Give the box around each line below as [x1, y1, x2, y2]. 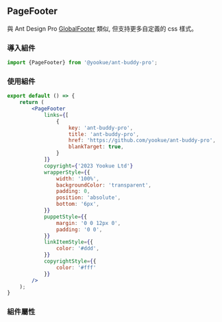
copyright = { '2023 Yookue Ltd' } [43, 162, 134, 170]
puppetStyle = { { [43, 213, 88, 220]
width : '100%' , [56, 175, 99, 182]
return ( [19, 99, 45, 106]
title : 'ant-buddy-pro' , [68, 131, 139, 137]
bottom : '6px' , [56, 201, 99, 208]
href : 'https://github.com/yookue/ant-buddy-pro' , [68, 137, 216, 144]
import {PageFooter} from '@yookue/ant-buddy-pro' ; [7, 59, 158, 66]
